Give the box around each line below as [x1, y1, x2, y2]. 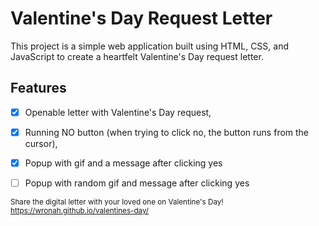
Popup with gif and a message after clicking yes [24, 157, 223, 169]
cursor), [24, 137, 58, 149]
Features [10, 80, 67, 97]
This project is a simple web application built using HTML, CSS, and [10, 40, 290, 52]
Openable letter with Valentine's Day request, [24, 106, 212, 118]
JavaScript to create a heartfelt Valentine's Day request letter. [10, 50, 264, 62]
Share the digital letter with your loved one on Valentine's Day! [10, 197, 224, 207]
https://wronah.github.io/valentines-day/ [10, 206, 150, 216]
